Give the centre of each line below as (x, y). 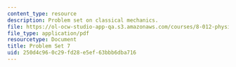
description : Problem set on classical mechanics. (83, 20)
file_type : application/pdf (48, 33)
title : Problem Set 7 (39, 46)
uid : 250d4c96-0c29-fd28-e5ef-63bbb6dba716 (72, 53)
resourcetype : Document (42, 40)
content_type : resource (42, 14)
